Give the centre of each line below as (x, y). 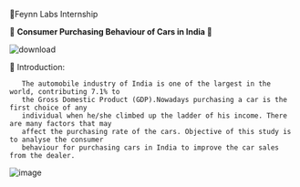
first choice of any (49, 108)
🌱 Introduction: (37, 67)
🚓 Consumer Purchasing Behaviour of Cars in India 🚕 (111, 31)
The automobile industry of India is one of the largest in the (146, 84)
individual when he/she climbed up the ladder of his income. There (154, 116)
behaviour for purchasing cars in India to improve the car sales (150, 148)
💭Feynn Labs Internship (54, 14)
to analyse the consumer (57, 140)
